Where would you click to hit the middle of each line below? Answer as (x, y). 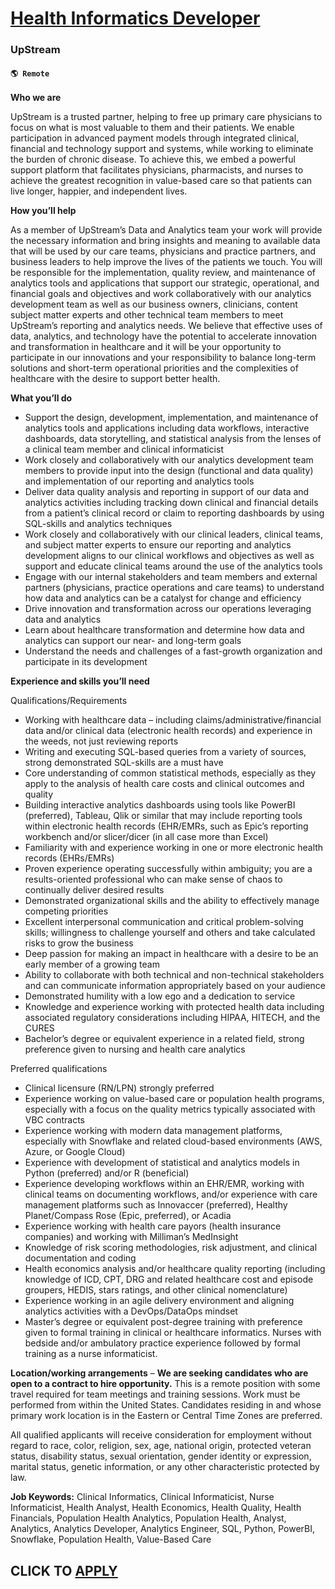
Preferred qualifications (59, 1069)
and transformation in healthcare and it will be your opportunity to (146, 347)
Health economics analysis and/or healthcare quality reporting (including (175, 1269)
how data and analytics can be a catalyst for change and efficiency (163, 598)
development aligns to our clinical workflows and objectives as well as (169, 556)
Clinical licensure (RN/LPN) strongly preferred (119, 1088)
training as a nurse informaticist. (91, 1354)
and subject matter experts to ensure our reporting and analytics (158, 545)
